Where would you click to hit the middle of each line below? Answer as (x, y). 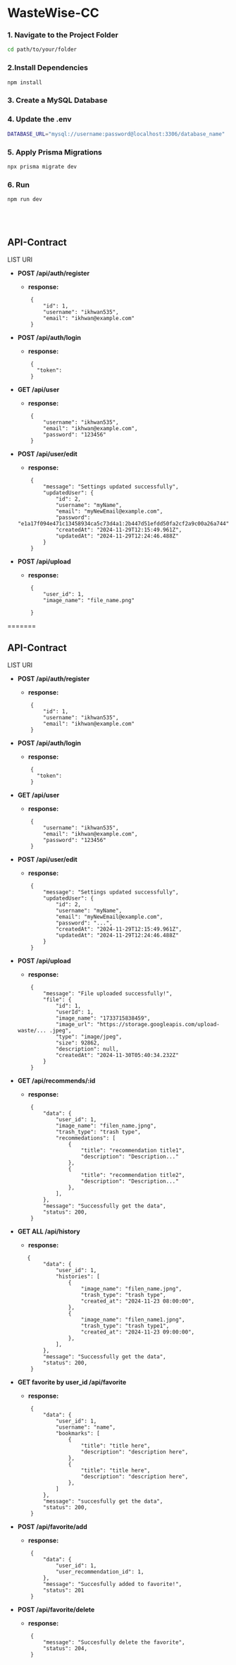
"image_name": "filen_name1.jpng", (133, 1319)
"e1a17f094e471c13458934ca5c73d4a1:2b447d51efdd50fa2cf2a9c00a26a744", (125, 523)
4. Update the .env (39, 119)
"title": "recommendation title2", (133, 1175)
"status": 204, (66, 1648)
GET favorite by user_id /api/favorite (72, 1382)
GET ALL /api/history (49, 1231)
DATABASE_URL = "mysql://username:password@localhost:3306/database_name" (116, 134)
